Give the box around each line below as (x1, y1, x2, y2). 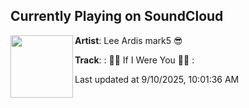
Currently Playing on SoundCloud (10, 8, 224, 25)
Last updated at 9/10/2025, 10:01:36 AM (74, 73, 240, 85)
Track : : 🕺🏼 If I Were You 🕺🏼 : (74, 54, 195, 66)
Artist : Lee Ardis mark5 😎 (74, 34, 183, 46)
